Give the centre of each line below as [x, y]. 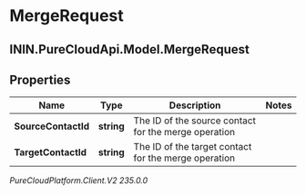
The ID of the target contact [193, 147]
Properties [40, 79]
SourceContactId [52, 126]
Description [195, 105]
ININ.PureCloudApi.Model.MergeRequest [130, 49]
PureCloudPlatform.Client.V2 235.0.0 [79, 180]
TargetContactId [51, 152]
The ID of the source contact [195, 121]
